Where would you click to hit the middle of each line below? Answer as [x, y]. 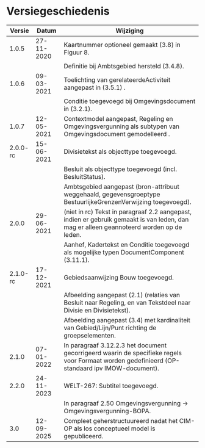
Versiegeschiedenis [58, 11]
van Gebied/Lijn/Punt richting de [110, 328]
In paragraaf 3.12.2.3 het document [115, 345]
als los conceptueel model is [115, 428]
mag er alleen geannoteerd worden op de [123, 227]
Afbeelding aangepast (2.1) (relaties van [122, 295]
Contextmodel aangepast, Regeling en [118, 118]
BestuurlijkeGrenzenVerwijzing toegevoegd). [128, 201]
